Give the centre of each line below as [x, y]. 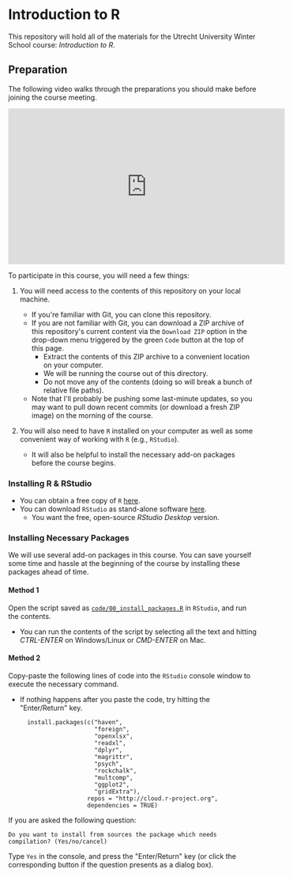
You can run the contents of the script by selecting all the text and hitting [138, 632]
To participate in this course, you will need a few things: [99, 275]
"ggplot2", [112, 784]
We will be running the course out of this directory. [126, 373]
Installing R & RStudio [50, 483]
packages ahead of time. [49, 572]
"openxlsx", [114, 736]
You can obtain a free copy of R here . [80, 501]
